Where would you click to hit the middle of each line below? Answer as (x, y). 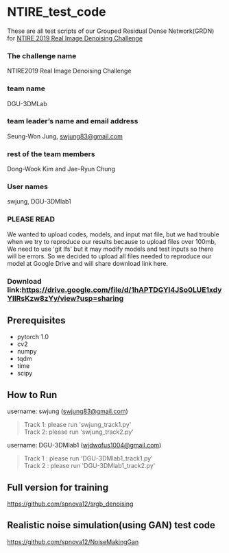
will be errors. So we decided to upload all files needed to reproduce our (109, 256)
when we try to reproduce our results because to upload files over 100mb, (112, 241)
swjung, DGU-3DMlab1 (39, 201)
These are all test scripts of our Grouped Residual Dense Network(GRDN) (111, 31)
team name (26, 88)
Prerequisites (36, 320)
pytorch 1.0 (33, 337)
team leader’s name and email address (73, 121)
